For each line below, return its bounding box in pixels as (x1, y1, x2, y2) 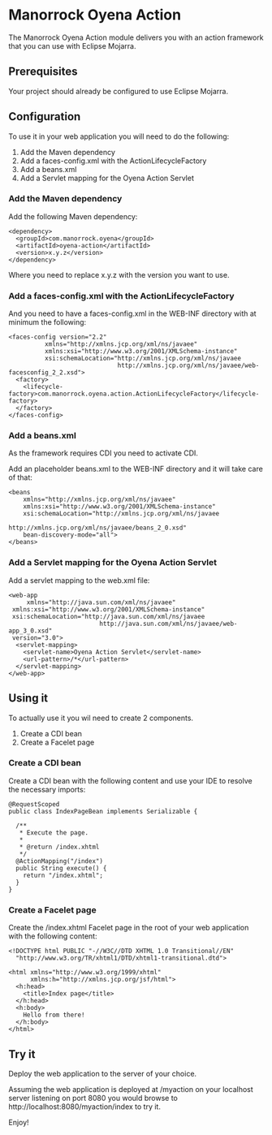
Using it (8, 692, 49, 706)
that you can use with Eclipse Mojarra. (8, 41, 136, 50)
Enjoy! (8, 1117, 30, 1127)
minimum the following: (8, 317, 87, 327)
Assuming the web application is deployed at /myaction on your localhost (8, 1084, 253, 1094)
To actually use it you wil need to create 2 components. (8, 713, 193, 723)
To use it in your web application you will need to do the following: (8, 132, 230, 141)
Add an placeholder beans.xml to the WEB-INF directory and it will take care (8, 464, 264, 474)
